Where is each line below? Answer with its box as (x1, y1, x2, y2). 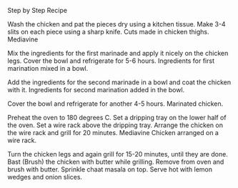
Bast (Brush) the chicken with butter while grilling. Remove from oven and (7, 157, 224, 166)
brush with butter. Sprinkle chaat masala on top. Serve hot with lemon (7, 165, 213, 174)
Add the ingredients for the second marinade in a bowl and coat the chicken (7, 78, 231, 86)
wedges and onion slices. (7, 173, 83, 181)
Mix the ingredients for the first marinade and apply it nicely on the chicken (7, 49, 229, 57)
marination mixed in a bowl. (7, 64, 89, 72)
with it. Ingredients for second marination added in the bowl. (7, 86, 185, 94)
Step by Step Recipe (7, 6, 68, 14)
